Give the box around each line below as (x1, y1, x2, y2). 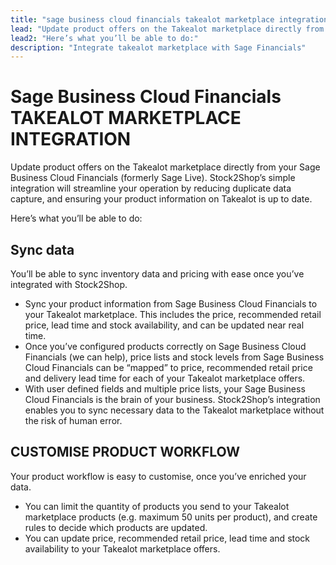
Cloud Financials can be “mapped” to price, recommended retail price (24, 362, 313, 373)
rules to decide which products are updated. (24, 521, 208, 533)
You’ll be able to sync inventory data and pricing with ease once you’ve (10, 268, 305, 280)
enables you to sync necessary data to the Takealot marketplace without (24, 404, 325, 416)
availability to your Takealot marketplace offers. (24, 542, 221, 555)
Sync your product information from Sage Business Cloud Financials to (24, 298, 318, 310)
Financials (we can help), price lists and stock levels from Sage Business (24, 351, 325, 363)
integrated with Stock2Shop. (10, 279, 128, 290)
